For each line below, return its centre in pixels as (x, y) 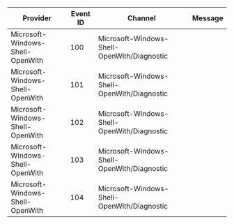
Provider (37, 18)
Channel (142, 18)
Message (208, 18)
